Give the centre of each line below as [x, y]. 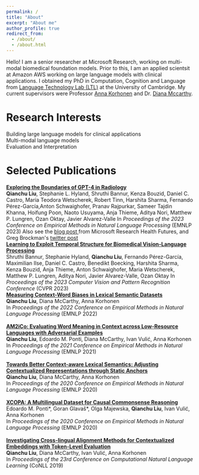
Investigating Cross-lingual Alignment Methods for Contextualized [90, 440]
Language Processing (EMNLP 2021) [51, 351]
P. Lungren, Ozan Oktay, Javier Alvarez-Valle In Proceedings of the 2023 [95, 218]
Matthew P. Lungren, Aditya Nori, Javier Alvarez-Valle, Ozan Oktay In [91, 276]
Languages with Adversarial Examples [55, 332]
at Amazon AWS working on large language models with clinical [84, 74]
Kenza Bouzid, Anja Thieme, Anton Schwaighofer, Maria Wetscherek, [91, 269]
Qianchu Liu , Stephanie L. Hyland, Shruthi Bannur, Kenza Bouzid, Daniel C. [98, 193]
